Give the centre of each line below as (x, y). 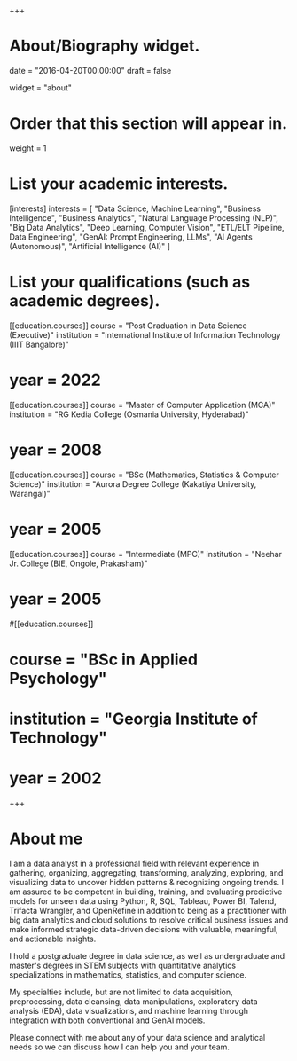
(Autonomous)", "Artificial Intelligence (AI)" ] (90, 246)
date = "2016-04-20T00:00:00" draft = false (90, 70)
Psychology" (59, 678)
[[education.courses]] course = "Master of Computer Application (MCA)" (142, 405)
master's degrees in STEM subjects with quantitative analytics (123, 965)
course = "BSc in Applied (103, 660)
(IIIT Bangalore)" (39, 344)
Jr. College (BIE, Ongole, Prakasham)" (78, 563)
